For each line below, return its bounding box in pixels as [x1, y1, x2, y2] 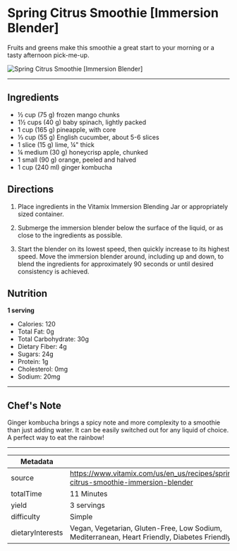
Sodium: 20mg [17, 372, 61, 381]
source [11, 473, 34, 483]
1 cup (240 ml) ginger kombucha [17, 162, 113, 171]
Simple [69, 512, 93, 522]
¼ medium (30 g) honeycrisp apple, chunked [17, 148, 148, 156]
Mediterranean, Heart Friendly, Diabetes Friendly [69, 532, 231, 542]
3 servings [69, 500, 106, 510]
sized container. [17, 210, 65, 218]
